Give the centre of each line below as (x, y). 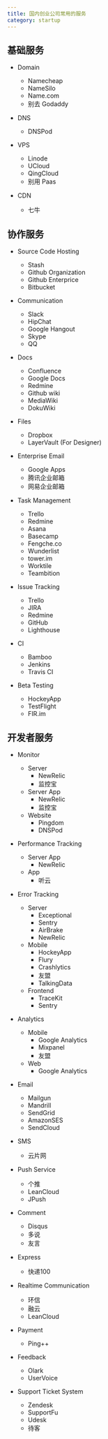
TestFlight (42, 706)
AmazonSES (45, 1120)
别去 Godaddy (48, 104)
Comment (31, 1212)
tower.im (40, 558)
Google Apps (47, 470)
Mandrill (39, 1105)
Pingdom (51, 822)
